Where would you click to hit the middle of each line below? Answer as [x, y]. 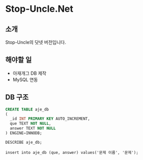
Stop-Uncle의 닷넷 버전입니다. [36, 42]
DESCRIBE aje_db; [24, 142]
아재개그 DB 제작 [30, 73]
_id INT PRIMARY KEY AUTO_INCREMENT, [50, 119]
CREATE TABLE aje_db [27, 109]
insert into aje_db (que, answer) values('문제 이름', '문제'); [72, 152]
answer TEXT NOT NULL [33, 128]
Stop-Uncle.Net [39, 9]
